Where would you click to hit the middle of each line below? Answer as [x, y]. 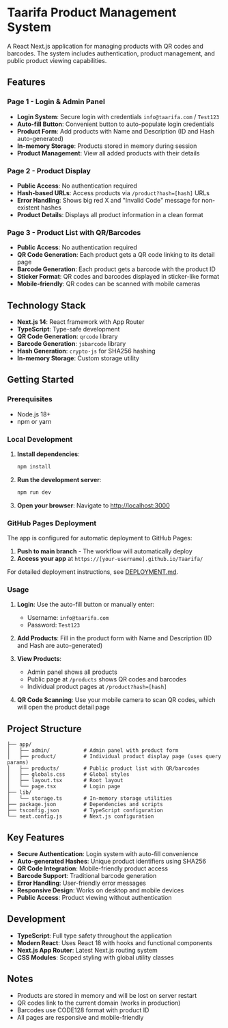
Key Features [36, 837]
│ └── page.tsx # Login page [64, 787]
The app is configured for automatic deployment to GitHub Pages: [100, 538]
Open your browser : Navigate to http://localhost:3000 [93, 505]
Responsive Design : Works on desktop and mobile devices [100, 890]
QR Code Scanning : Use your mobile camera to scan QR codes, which [116, 700]
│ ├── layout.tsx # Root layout [66, 781]
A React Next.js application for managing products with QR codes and [105, 46]
